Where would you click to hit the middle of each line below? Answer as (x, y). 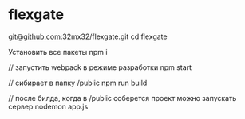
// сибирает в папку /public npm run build (78, 83)
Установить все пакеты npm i (58, 52)
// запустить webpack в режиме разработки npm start (100, 67)
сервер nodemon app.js (48, 106)
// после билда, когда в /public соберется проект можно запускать (122, 98)
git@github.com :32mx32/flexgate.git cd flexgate (88, 36)
